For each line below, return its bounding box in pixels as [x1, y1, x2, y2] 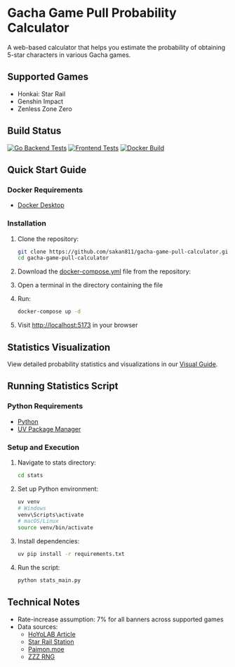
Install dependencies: [17, 537, 80, 545]
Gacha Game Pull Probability [7, 5, 177, 21]
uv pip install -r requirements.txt [17, 550, 125, 558]
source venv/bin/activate [17, 524, 93, 531]
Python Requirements [7, 401, 83, 411]
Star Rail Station [27, 637, 74, 646]
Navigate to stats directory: [17, 458, 97, 467]
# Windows [17, 505, 47, 512]
